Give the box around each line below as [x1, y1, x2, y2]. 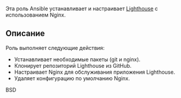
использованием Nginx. [5, 11, 66, 18]
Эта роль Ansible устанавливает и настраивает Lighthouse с [5, 5, 158, 12]
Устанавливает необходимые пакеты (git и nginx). [14, 56, 141, 63]
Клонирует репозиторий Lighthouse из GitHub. [14, 62, 132, 69]
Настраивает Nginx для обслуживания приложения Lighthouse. [14, 68, 176, 75]
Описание [5, 29, 45, 39]
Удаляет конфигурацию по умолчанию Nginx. [14, 74, 130, 82]
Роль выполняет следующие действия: [5, 44, 105, 51]
